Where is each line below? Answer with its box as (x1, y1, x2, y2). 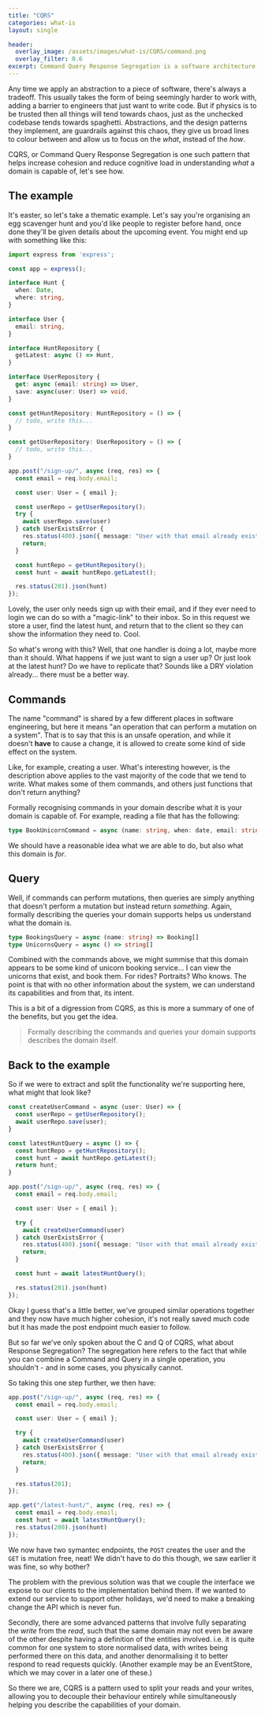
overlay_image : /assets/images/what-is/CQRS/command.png (15, 48, 207, 56)
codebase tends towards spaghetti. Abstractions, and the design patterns (8, 118, 248, 127)
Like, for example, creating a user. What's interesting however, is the (8, 763, 230, 771)
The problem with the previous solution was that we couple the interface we (8, 1577, 256, 1586)
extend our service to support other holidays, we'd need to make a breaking (8, 1594, 255, 1603)
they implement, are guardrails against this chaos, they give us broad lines (8, 125, 250, 135)
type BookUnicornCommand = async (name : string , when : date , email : (8, 827, 238, 834)
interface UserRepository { (8, 373, 101, 381)
